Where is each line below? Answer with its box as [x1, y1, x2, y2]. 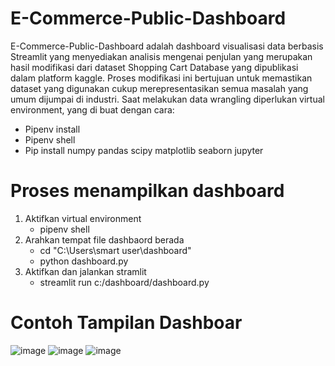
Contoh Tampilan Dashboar [10, 312, 243, 334]
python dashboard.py [39, 255, 129, 267]
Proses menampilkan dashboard [10, 180, 285, 202]
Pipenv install [24, 123, 81, 135]
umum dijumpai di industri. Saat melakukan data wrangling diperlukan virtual [10, 93, 325, 105]
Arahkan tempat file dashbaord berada [24, 233, 185, 246]
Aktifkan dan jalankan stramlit [24, 265, 147, 277]
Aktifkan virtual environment [24, 212, 142, 224]
